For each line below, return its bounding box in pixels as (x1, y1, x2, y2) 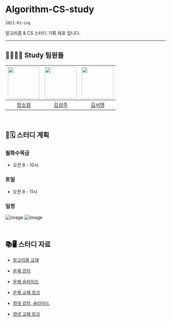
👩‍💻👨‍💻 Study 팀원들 (5, 51, 64, 60)
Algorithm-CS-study (5, 4, 95, 15)
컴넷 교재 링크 (12, 311, 40, 317)
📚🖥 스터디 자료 (5, 240, 51, 249)
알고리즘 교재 (12, 257, 39, 263)
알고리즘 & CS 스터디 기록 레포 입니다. (5, 30, 81, 36)
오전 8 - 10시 (12, 162, 39, 168)
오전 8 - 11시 (12, 188, 38, 194)
